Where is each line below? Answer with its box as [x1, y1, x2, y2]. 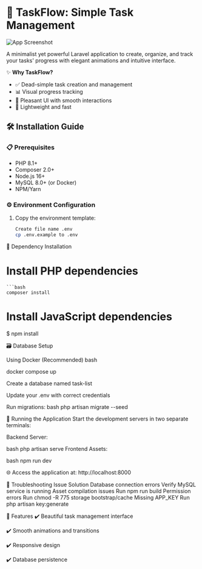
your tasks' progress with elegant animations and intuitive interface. [6, 57, 176, 64]
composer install [6, 289, 50, 296]
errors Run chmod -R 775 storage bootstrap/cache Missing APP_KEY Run [6, 494, 190, 501]
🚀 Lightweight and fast [15, 103, 72, 110]
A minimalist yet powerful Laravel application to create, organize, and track [6, 50, 194, 57]
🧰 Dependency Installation [6, 243, 72, 250]
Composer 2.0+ [15, 166, 55, 173]
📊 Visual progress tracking [15, 88, 83, 95]
